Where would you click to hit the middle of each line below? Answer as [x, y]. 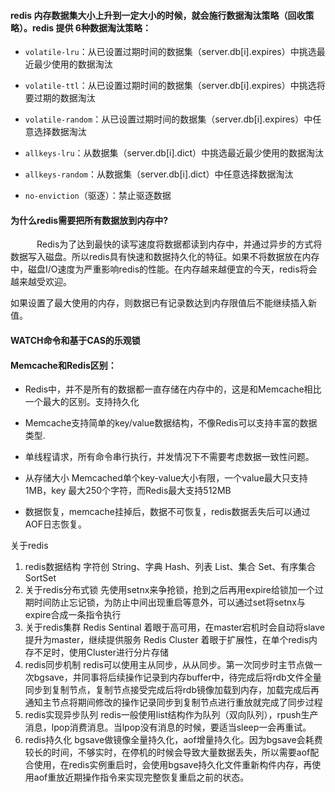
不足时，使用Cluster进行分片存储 [101, 652]
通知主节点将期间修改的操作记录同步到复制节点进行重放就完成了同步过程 [173, 702]
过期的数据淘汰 [64, 98]
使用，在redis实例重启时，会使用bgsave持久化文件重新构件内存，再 [173, 765]
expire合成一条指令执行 [73, 615]
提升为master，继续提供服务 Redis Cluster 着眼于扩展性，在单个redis [167, 640]
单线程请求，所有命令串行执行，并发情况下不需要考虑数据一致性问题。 [169, 457]
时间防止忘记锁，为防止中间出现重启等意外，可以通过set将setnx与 [169, 602]
